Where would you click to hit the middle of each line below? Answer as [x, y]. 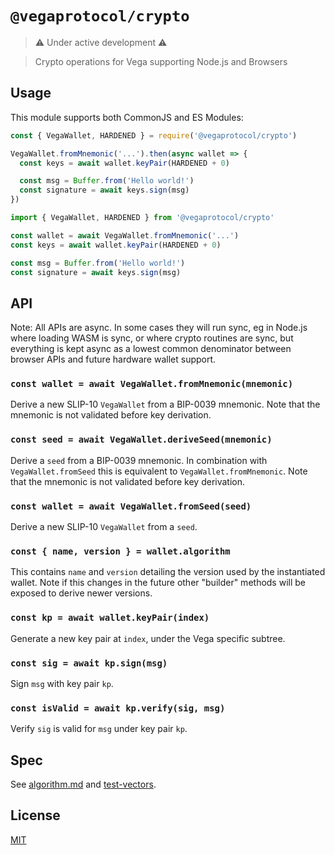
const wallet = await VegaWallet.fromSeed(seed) [131, 506]
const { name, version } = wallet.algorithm [120, 551]
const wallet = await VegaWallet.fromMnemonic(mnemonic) [152, 384]
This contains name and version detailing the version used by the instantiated [168, 572]
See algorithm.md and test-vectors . [83, 784]
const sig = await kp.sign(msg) [89, 663]
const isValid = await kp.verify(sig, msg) [118, 708]
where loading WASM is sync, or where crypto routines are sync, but [152, 338]
